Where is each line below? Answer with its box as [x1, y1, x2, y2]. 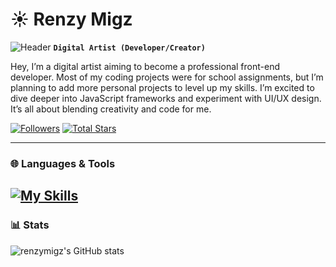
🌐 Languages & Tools [10, 156, 116, 170]
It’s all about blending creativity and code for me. [10, 103, 212, 115]
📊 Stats [10, 218, 50, 232]
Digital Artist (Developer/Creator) [53, 43, 206, 53]
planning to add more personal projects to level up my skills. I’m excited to [10, 81, 315, 93]
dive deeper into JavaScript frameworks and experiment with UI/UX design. [10, 92, 322, 104]
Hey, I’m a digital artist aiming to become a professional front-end [10, 60, 281, 72]
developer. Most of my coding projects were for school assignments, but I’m [10, 71, 324, 83]
